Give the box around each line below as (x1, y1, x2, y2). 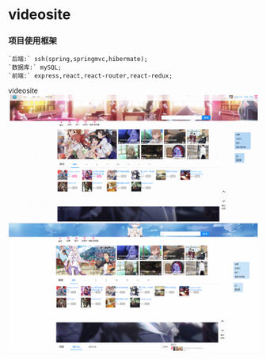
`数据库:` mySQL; (8, 63, 62, 72)
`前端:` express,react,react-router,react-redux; (8, 72, 173, 80)
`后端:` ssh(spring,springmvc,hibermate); (8, 55, 148, 63)
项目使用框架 (8, 36, 58, 47)
